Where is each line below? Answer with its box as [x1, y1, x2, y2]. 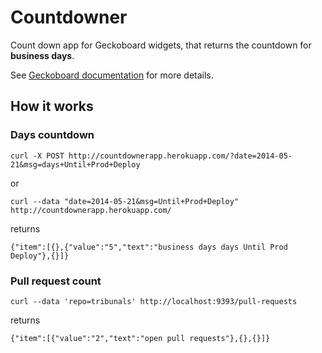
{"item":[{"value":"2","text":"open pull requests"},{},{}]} [10, 333, 271, 343]
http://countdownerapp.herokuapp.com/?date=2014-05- [68, 151, 293, 161]
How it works [10, 98, 94, 115]
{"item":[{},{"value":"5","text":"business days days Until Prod [10, 242, 288, 252]
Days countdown [10, 128, 95, 142]
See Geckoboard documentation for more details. [10, 69, 214, 81]
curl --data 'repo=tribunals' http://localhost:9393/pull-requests [10, 296, 298, 306]
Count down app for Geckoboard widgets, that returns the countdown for [10, 39, 312, 51]
